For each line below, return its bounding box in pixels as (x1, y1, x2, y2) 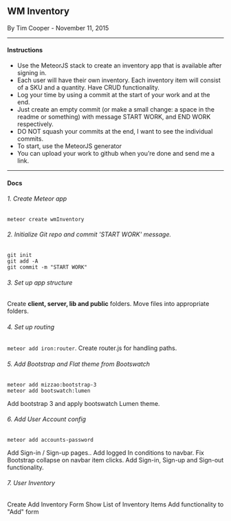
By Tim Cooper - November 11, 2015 (7, 23, 109, 32)
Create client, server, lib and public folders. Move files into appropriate (7, 300, 210, 308)
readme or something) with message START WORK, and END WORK (16, 113, 211, 121)
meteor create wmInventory (7, 216, 85, 223)
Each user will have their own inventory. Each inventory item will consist (16, 76, 221, 85)
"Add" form (7, 508, 39, 516)
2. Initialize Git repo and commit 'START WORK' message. (7, 230, 172, 238)
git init (7, 252, 32, 259)
